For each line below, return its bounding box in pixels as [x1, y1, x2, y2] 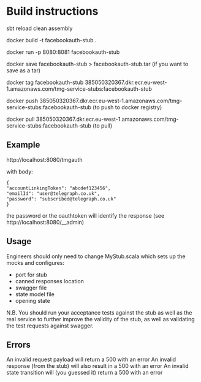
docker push [6, 97, 39, 104]
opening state [15, 297, 50, 304]
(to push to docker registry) [93, 103, 162, 111]
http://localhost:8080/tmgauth [6, 156, 83, 163]
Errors [6, 339, 31, 350]
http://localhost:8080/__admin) [6, 218, 85, 226]
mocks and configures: [6, 259, 65, 266]
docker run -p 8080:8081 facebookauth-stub [6, 48, 120, 56]
